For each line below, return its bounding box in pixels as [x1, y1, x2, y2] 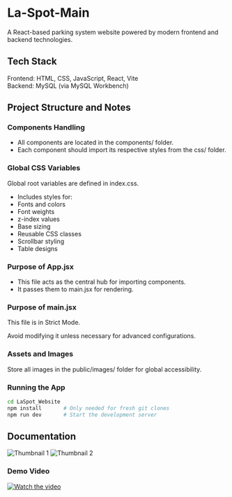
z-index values [17, 215, 61, 223]
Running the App [7, 382, 65, 392]
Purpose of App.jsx [7, 261, 75, 271]
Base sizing [17, 222, 51, 231]
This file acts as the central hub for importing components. [17, 277, 186, 286]
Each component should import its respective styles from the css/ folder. [17, 146, 226, 154]
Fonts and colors [17, 200, 66, 208]
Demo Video [7, 466, 50, 476]
